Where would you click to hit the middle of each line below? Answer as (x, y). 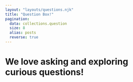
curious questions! (44, 72)
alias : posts (23, 33)
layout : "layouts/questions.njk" (39, 10)
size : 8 (17, 28)
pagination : (17, 19)
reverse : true (24, 38)
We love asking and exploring (67, 62)
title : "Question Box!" (30, 14)
